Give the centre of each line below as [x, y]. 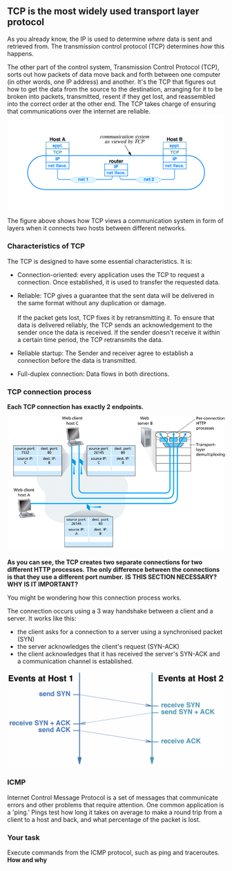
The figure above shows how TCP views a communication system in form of [116, 221]
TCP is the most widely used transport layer [103, 11]
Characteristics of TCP [46, 246]
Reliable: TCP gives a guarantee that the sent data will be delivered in [116, 295]
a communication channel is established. [75, 661]
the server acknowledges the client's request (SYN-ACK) [98, 647]
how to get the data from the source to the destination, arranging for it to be [115, 89]
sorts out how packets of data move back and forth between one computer [114, 74]
